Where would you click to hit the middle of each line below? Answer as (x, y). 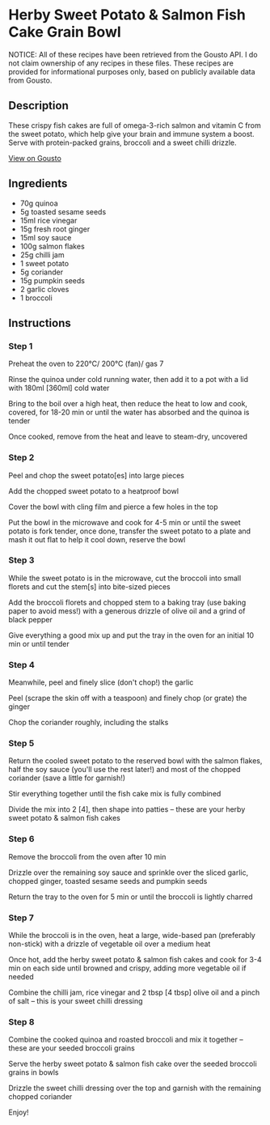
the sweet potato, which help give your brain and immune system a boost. (131, 134)
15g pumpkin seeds (52, 280)
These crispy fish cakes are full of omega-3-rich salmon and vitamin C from (135, 125)
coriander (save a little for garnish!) (67, 778)
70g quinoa (39, 203)
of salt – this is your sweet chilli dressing (76, 1001)
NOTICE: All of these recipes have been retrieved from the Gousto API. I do (133, 54)
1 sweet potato (44, 263)
